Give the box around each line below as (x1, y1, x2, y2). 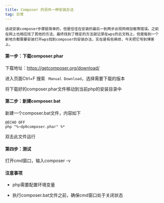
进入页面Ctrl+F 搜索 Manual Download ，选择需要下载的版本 (5, 75, 125, 81)
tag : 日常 (5, 12, 24, 17)
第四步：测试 (5, 146, 31, 152)
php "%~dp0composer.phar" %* (5, 124, 65, 129)
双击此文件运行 (5, 133, 36, 139)
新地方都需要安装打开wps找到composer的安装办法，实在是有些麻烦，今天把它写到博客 (5, 37, 155, 42)
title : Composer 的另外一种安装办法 (5, 7, 74, 12)
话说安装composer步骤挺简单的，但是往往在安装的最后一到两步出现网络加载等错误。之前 (5, 26, 159, 31)
